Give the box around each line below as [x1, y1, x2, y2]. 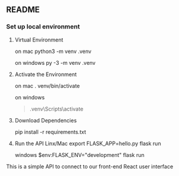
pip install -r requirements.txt [14, 128, 86, 136]
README [6, 5, 40, 15]
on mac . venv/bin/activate [14, 82, 80, 89]
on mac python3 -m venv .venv [14, 48, 92, 55]
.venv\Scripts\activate [29, 105, 84, 112]
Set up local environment [6, 23, 80, 31]
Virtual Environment [14, 36, 64, 43]
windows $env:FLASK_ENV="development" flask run [14, 151, 145, 158]
